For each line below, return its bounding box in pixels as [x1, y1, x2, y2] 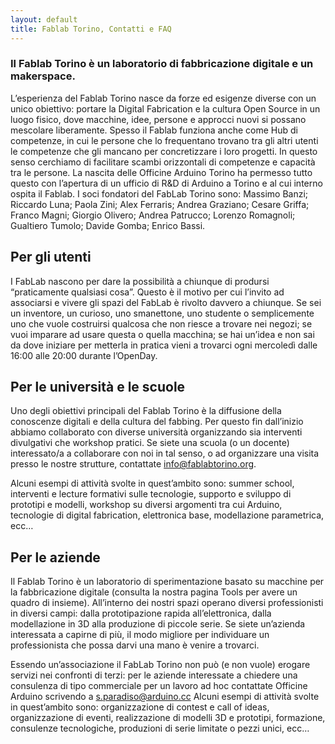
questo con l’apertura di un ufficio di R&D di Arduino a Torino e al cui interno [10, 177, 323, 189]
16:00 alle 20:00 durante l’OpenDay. [10, 349, 158, 361]
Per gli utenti [10, 249, 92, 266]
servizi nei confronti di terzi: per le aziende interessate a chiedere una [10, 669, 298, 681]
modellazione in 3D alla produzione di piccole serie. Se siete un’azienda [10, 618, 306, 630]
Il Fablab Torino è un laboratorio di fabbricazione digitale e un [10, 57, 314, 71]
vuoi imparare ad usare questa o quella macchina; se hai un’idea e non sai [10, 328, 315, 340]
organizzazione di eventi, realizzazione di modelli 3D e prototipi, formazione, [10, 712, 326, 724]
